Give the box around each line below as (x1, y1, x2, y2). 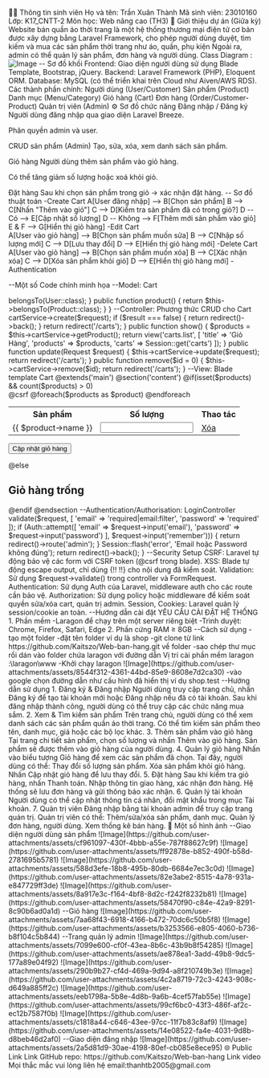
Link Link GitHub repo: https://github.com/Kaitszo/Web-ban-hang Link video (8, 1051, 261, 1061)
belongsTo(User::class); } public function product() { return (8, 296, 203, 305)
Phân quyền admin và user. (8, 125, 99, 135)
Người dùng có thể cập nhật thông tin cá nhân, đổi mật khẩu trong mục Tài (8, 795, 255, 805)
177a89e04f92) (8, 957, 59, 967)
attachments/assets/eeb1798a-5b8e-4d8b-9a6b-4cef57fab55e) (8, 991, 222, 1001)
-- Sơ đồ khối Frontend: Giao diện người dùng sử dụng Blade (39, 59, 238, 68)
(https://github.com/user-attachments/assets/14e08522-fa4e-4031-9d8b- (8, 1025, 255, 1035)
